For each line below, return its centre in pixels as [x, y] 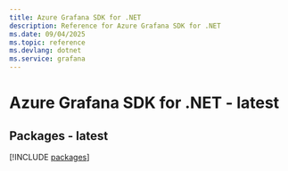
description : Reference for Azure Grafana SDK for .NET [115, 26]
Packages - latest [59, 136]
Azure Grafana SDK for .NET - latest [144, 103]
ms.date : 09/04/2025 [48, 34]
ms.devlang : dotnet [45, 51]
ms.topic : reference [48, 42]
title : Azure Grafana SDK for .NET [75, 17]
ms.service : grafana [48, 59]
